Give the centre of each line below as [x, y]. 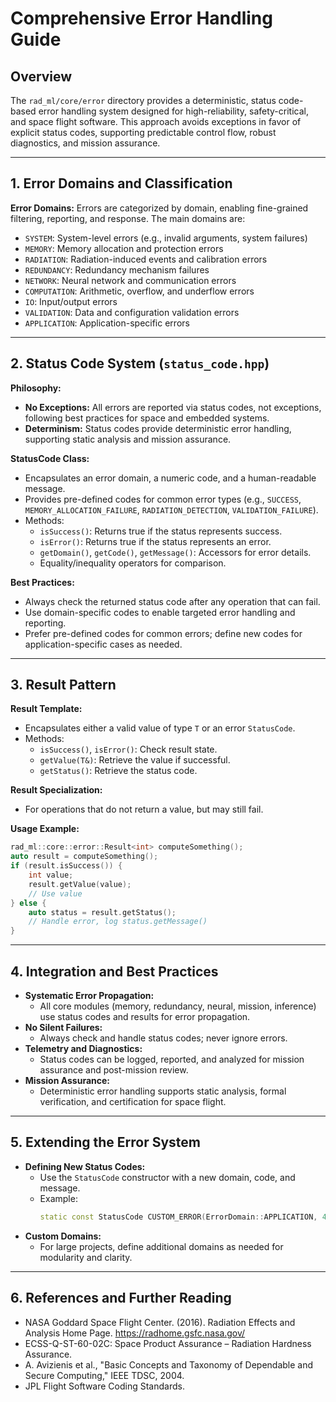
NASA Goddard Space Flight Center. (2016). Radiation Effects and [160, 1322]
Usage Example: [45, 829]
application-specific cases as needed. [103, 644]
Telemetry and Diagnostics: [83, 1048]
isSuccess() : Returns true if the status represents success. [161, 531]
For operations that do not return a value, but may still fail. [144, 809]
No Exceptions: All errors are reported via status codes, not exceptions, [173, 407]
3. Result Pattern [63, 685]
